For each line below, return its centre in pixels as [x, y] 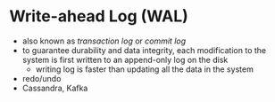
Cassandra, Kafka [55, 88]
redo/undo [42, 78]
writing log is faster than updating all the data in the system [145, 69]
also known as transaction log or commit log [104, 41]
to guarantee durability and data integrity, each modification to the [144, 50]
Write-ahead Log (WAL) [99, 16]
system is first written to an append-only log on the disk [125, 59]
